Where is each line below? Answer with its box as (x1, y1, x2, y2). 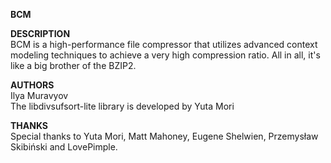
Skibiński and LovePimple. (10, 141, 118, 153)
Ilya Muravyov (10, 90, 69, 101)
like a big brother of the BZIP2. (10, 60, 137, 71)
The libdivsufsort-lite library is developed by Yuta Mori (10, 100, 235, 112)
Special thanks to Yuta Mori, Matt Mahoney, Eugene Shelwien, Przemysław (10, 130, 319, 142)
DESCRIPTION (10, 28, 71, 39)
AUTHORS (10, 79, 55, 91)
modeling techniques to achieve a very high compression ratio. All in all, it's (10, 49, 321, 61)
